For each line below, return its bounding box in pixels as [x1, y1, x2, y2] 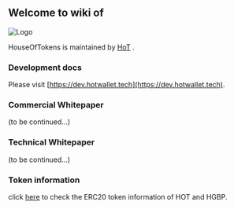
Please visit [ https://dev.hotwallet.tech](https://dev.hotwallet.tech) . [8, 80, 225, 90]
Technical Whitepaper [8, 137, 95, 148]
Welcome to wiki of [8, 6, 104, 20]
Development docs [8, 62, 83, 73]
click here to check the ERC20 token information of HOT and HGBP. [8, 192, 228, 201]
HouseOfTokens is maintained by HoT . [8, 42, 136, 52]
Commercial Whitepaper [8, 100, 104, 111]
